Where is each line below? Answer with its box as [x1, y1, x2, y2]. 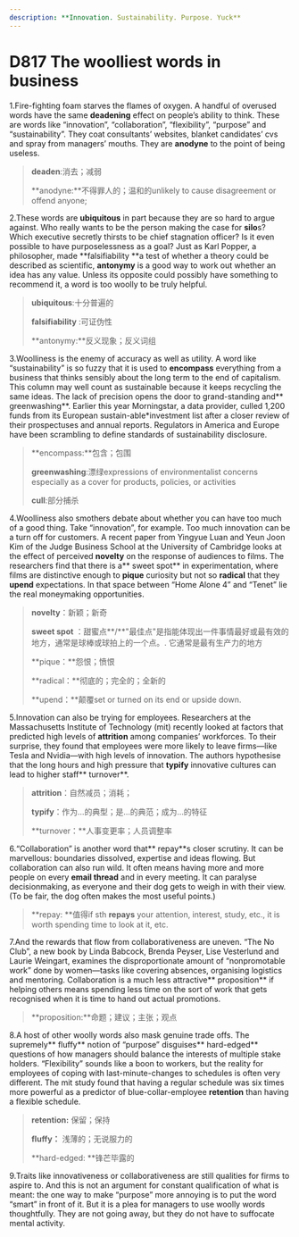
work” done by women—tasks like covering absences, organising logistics [9, 965, 283, 975]
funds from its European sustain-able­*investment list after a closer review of [9, 410, 290, 421]
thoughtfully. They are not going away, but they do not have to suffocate [9, 1208, 275, 1219]
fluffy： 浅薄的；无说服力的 [30, 1133, 133, 1144]
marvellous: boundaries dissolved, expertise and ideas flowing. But [9, 852, 256, 863]
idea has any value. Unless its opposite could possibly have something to [9, 269, 278, 280]
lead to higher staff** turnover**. [9, 769, 129, 780]
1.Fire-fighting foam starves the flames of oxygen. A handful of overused [9, 100, 277, 111]
